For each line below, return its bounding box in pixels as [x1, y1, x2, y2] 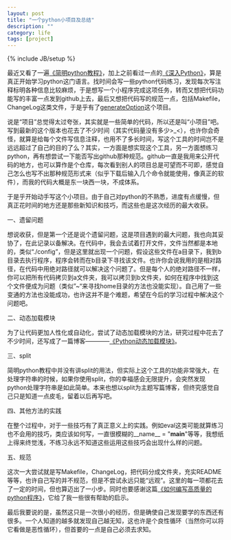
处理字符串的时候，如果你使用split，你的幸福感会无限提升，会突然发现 [7, 375, 206, 383]
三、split [7, 352, 32, 360]
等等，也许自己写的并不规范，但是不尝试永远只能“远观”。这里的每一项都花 [7, 476, 218, 485]
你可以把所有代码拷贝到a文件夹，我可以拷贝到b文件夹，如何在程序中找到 [7, 273, 213, 282]
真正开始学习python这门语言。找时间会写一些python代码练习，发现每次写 [7, 77, 215, 86]
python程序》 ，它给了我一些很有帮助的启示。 [7, 493, 133, 502]
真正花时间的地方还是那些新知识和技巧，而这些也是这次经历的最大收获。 [7, 201, 212, 210]
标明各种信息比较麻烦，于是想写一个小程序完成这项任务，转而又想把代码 [12, 86, 218, 94]
